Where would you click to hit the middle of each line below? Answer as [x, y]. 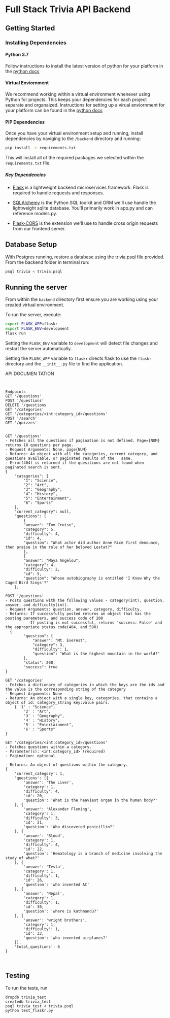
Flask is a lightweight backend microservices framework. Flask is [80, 187]
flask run [16, 333]
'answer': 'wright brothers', [55, 920]
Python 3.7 [17, 55]
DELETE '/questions [26, 405]
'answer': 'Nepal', [44, 894]
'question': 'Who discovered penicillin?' [69, 827]
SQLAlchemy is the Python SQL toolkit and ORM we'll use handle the [84, 202]
